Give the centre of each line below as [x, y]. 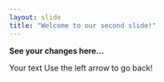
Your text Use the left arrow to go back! [81, 68]
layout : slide [35, 17]
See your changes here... [57, 50]
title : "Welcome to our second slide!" [83, 26]
